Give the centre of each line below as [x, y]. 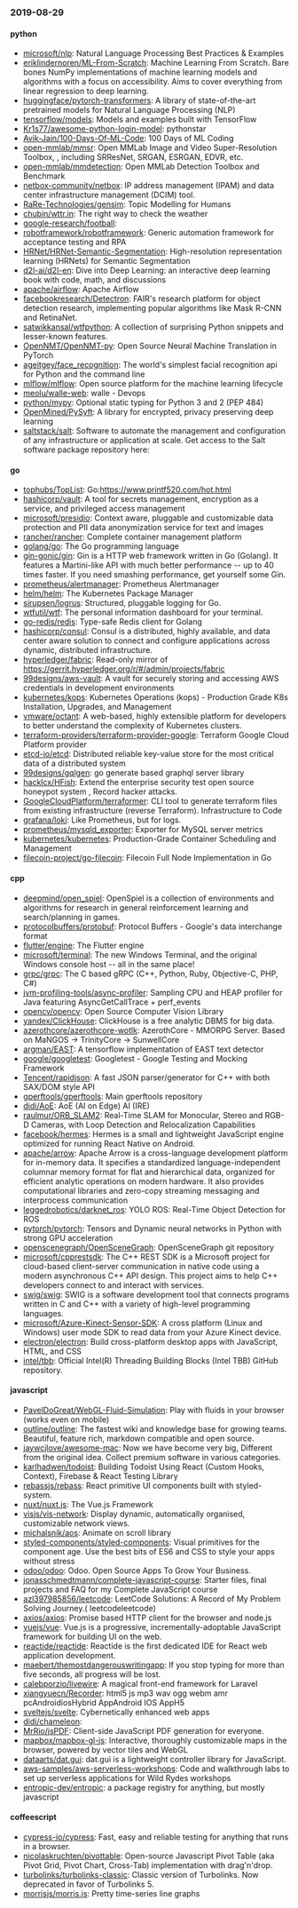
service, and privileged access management [104, 509]
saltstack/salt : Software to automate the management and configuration [154, 431]
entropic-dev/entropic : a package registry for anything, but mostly [144, 1787]
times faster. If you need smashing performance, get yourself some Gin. [154, 575]
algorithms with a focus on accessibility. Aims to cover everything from [153, 82]
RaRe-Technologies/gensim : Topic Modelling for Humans [127, 204]
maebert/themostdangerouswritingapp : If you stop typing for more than [153, 1665]
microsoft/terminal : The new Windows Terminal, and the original [140, 954]
